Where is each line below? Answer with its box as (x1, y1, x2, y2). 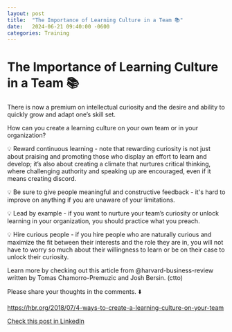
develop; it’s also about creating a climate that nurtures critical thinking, (7, 160, 211, 168)
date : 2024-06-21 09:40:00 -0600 (7, 23, 110, 30)
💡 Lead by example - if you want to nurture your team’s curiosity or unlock (7, 209, 220, 218)
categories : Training (7, 29, 70, 37)
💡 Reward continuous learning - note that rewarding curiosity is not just (7, 145, 211, 153)
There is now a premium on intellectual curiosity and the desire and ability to (7, 103, 225, 112)
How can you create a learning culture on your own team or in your (7, 124, 199, 132)
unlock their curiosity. (7, 253, 69, 261)
